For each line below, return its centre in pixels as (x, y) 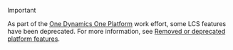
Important (22, 10)
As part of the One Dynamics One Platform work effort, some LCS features (117, 24)
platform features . (34, 39)
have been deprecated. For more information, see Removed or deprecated (116, 31)
